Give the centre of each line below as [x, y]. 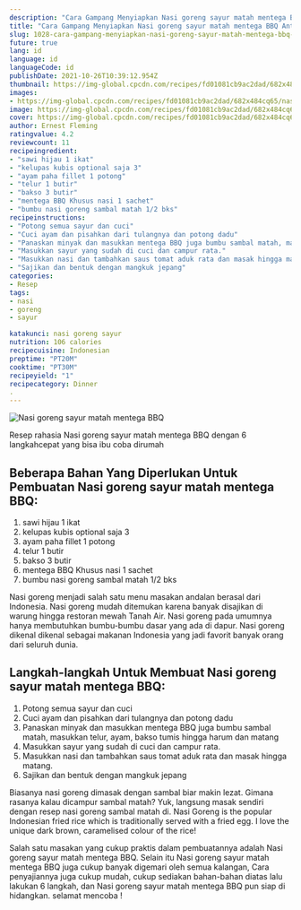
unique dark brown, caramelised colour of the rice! [103, 830]
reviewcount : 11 [39, 143]
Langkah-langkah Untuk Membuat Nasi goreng [143, 673]
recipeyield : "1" [42, 376]
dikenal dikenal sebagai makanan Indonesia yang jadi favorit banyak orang [146, 635]
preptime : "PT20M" [43, 359]
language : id [34, 59]
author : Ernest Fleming [54, 126]
